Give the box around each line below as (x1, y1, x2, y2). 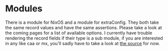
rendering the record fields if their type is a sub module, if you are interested (5, 35, 163, 41)
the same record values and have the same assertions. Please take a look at (5, 24, 162, 30)
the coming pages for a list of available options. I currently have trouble (5, 30, 152, 36)
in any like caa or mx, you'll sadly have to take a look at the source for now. (5, 40, 160, 46)
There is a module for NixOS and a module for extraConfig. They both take (5, 19, 159, 25)
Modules (5, 3, 43, 14)
